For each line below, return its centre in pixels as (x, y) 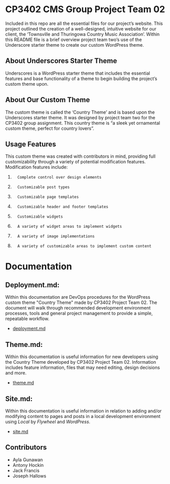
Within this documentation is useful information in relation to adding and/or (83, 411)
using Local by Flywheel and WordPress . (48, 422)
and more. (16, 373)
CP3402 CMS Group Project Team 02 (85, 9)
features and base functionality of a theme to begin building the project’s (81, 78)
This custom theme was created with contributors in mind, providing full (80, 156)
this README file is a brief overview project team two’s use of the (74, 40)
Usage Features (31, 144)
